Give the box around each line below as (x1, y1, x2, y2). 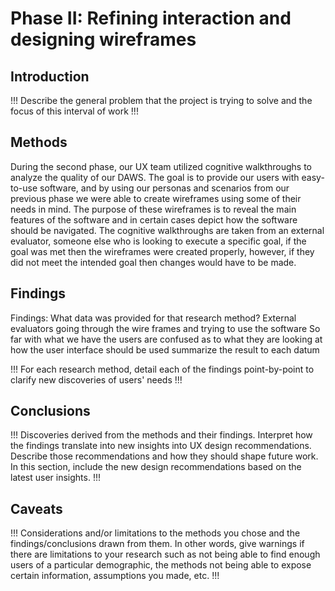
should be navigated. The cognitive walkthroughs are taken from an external (10, 224, 325, 236)
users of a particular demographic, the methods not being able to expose (10, 559, 312, 571)
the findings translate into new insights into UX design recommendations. (10, 440, 312, 452)
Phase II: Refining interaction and (10, 7, 292, 30)
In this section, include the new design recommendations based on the (10, 461, 302, 473)
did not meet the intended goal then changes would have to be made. (10, 256, 297, 268)
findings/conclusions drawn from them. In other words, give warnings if (10, 538, 305, 550)
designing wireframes (10, 28, 197, 51)
